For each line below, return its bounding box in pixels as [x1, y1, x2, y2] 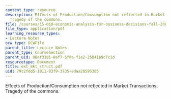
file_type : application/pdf [5, 26, 65, 31]
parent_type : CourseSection [5, 50, 65, 55]
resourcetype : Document [5, 59, 56, 64]
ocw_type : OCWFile [5, 41, 44, 46]
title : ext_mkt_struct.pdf [5, 64, 63, 69]
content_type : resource [5, 7, 56, 13]
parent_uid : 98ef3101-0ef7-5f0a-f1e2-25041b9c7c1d [5, 54, 115, 60]
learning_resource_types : [5, 31, 60, 36]
